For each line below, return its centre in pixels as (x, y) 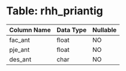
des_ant (20, 59)
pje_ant (19, 50)
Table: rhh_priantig (55, 11)
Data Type (72, 30)
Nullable (104, 30)
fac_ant (19, 40)
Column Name (30, 30)
